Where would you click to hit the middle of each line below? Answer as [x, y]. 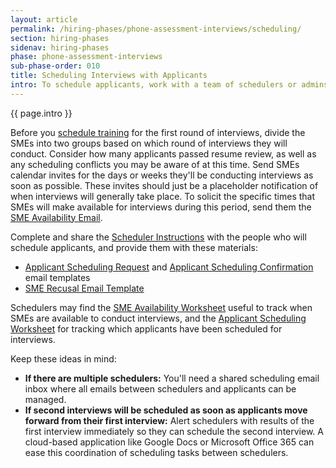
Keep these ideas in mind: [63, 358]
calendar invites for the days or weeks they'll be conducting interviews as [162, 175]
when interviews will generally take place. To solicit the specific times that [163, 196]
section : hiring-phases [60, 38]
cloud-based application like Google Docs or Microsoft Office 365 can [169, 442]
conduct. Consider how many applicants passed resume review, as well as [163, 153]
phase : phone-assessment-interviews [86, 57]
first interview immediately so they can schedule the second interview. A [174, 431]
